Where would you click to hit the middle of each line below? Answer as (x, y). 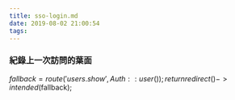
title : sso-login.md (44, 16)
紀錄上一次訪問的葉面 (50, 60)
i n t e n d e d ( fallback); (41, 87)
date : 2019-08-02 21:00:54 (55, 23)
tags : (18, 31)
